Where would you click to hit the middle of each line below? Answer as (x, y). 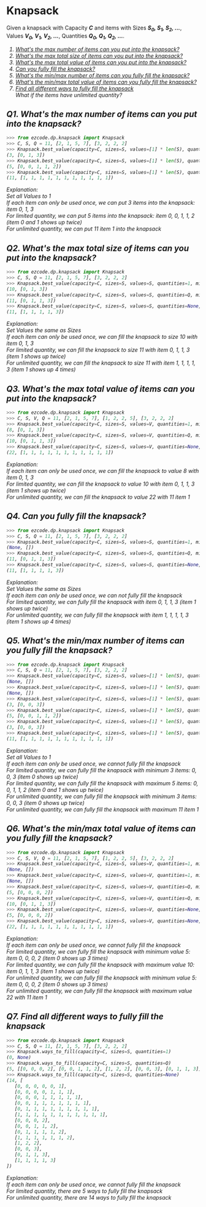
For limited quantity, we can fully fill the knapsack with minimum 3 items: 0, (102, 770)
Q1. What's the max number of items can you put (102, 114)
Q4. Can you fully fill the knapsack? (76, 516)
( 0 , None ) (19, 1058)
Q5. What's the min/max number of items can (96, 641)
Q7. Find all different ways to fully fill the (85, 1017)
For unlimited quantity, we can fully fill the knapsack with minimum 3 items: (102, 796)
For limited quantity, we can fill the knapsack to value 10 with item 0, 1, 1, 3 (101, 484)
